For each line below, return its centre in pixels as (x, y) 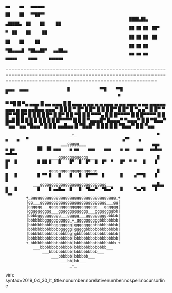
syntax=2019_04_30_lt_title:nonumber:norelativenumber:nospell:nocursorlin (85, 280)
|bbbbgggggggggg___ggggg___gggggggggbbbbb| (73, 216)
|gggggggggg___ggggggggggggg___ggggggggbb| (73, 211)
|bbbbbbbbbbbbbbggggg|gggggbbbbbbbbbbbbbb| (73, 229)
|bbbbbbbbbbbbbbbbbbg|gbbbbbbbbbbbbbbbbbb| (73, 234)
